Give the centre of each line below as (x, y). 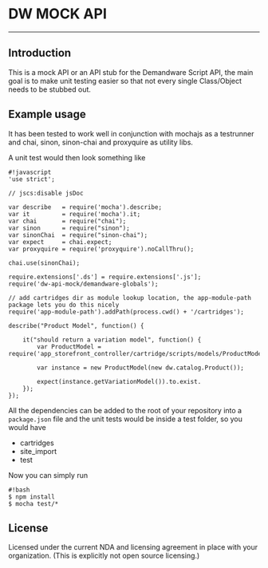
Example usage (47, 114)
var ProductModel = (69, 347)
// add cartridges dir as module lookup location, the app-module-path (130, 298)
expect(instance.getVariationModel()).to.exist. (119, 381)
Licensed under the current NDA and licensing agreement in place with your (133, 547)
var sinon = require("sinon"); (69, 228)
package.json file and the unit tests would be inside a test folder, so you (126, 419)
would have (27, 427)
